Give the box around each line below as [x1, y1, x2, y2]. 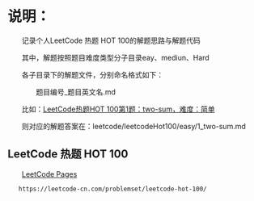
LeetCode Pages [22, 169, 78, 178]
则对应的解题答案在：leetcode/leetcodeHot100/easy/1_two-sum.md [22, 121, 246, 131]
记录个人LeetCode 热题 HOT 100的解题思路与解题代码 [22, 36, 201, 45]
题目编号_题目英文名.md [36, 86, 116, 97]
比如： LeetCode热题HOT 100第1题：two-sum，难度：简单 [22, 104, 215, 114]
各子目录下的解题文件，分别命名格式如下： [22, 69, 163, 79]
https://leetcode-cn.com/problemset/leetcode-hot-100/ [18, 185, 207, 193]
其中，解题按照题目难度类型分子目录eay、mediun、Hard [22, 52, 210, 62]
